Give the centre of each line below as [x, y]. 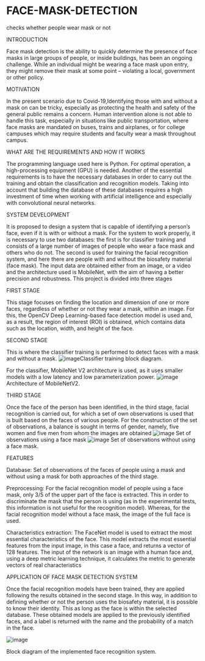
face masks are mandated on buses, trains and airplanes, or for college [96, 127]
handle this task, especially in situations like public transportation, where [98, 121]
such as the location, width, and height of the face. [70, 328]
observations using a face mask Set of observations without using [101, 439]
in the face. [20, 627]
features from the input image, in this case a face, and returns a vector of [98, 545]
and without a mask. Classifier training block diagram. [85, 358]
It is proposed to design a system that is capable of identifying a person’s [98, 226]
